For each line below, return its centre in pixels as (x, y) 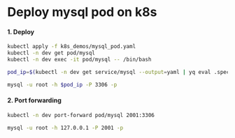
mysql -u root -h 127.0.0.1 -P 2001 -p (65, 128)
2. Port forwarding (34, 100)
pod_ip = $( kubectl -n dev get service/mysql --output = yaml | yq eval (109, 72)
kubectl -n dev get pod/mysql (51, 53)
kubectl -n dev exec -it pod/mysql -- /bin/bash (79, 60)
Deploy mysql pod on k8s (82, 12)
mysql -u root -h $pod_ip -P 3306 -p (62, 84)
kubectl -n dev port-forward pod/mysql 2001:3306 (81, 115)
